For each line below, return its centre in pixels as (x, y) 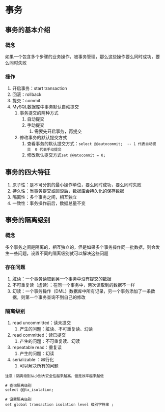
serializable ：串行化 (33, 360)
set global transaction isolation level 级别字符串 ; (59, 405)
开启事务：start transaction (40, 88)
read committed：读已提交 (39, 335)
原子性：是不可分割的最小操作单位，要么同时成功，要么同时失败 (77, 184)
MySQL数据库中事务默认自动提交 (45, 107)
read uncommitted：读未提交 (41, 323)
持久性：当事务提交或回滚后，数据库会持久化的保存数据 (68, 191)
